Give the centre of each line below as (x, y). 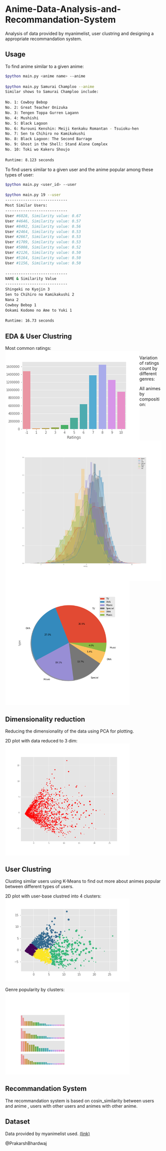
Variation (149, 358)
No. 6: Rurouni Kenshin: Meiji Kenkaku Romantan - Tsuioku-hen (72, 128)
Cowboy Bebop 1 (21, 305)
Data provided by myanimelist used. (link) (48, 1134)
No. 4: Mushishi (22, 118)
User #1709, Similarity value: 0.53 (43, 242)
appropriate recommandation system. (44, 39)
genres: (147, 379)
